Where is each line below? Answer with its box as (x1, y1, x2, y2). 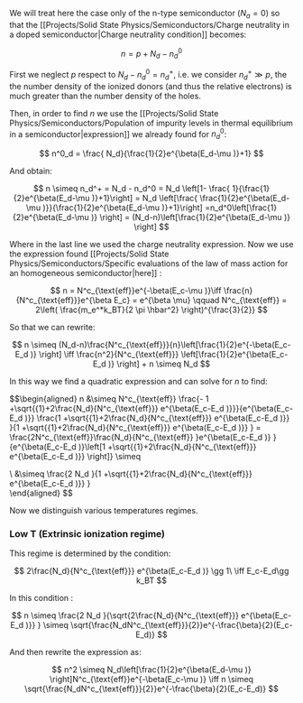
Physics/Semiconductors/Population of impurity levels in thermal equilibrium (9, 117, 293, 128)
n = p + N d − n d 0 (120, 46, 183, 61)
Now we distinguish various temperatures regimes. (9, 505, 198, 516)
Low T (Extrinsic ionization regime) (9, 528, 165, 541)
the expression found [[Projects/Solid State (9, 248, 170, 260)
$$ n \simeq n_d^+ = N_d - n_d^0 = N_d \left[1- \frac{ (32, 183, 230, 194)
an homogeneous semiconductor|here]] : (9, 268, 162, 279)
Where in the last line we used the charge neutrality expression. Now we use (9, 239, 294, 250)
